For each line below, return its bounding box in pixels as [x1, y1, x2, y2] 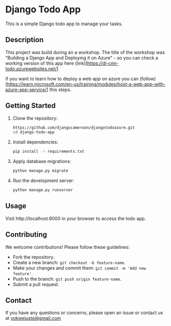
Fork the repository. [12, 253, 55, 260]
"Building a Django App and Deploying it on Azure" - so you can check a [5, 55, 158, 61]
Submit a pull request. [12, 281, 60, 287]
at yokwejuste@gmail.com [5, 315, 61, 321]
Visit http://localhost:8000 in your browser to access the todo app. [5, 215, 146, 222]
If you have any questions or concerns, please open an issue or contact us [5, 310, 163, 316]
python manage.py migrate [12, 168, 68, 173]
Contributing [5, 230, 47, 239]
